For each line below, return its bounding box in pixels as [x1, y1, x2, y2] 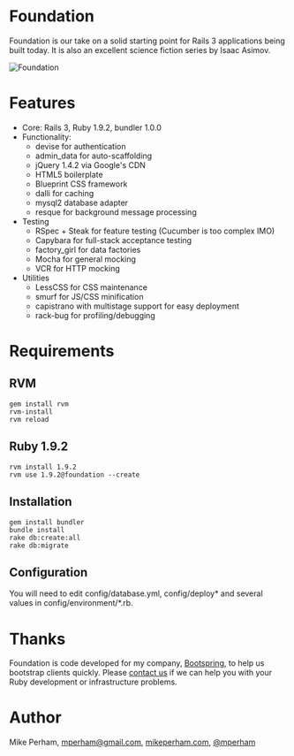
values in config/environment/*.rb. [9, 598, 134, 608]
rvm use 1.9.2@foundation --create [9, 470, 140, 479]
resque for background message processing [34, 206, 197, 218]
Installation [9, 494, 72, 509]
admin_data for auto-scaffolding [34, 150, 153, 161]
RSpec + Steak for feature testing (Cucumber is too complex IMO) [34, 225, 275, 236]
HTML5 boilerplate [34, 169, 103, 179]
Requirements [9, 341, 115, 362]
